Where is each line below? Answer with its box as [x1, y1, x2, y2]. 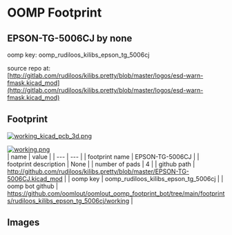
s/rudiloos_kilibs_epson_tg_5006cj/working [7, 196, 130, 205]
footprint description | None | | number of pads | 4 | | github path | [7, 160, 195, 168]
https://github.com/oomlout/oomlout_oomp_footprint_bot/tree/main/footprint [7, 189, 225, 198]
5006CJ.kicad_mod [7, 174, 64, 182]
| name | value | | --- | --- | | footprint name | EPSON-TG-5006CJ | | [7, 152, 200, 160]
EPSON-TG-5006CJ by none [7, 32, 133, 44]
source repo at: [7, 64, 50, 72]
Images [7, 216, 40, 229]
